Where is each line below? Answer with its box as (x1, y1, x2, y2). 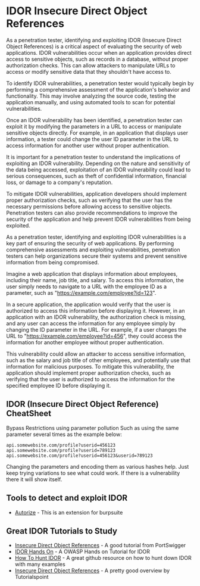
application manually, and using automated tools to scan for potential (6, 98, 176, 105)
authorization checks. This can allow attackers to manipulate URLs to (6, 61, 176, 69)
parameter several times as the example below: (6, 431, 122, 438)
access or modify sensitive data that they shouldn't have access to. (6, 68, 171, 75)
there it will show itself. (6, 475, 62, 483)
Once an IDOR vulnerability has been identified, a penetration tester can (6, 116, 183, 123)
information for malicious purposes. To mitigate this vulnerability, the (6, 363, 174, 370)
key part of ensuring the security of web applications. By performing (6, 239, 174, 247)
